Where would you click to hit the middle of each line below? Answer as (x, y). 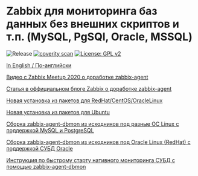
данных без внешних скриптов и (93, 24)
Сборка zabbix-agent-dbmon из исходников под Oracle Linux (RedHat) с (99, 142)
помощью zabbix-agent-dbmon (46, 166)
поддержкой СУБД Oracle (40, 148)
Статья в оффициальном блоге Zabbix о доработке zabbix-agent (89, 88)
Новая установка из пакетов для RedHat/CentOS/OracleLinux (85, 100)
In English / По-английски (39, 65)
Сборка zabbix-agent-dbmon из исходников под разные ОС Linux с (93, 124)
